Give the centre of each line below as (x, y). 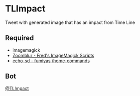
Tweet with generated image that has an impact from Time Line (70, 22)
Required (19, 38)
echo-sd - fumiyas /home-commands (51, 61)
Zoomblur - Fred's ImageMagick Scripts (53, 55)
